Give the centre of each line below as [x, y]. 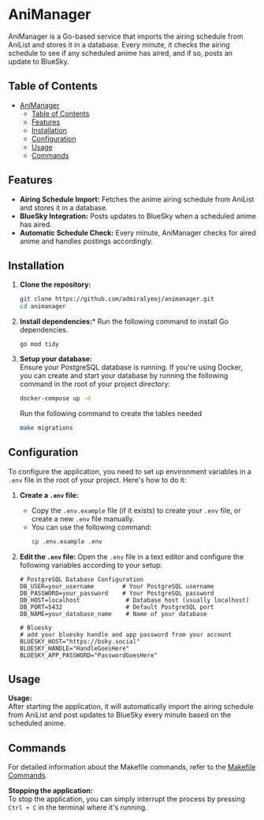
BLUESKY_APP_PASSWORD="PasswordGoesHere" [88, 655]
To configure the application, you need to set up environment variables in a [130, 471]
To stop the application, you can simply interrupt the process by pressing [127, 799]
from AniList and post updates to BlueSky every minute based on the [120, 715]
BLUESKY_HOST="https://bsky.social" [80, 641]
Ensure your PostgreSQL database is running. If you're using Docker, [131, 367]
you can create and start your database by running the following [124, 376]
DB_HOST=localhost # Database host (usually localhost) [134, 600]
